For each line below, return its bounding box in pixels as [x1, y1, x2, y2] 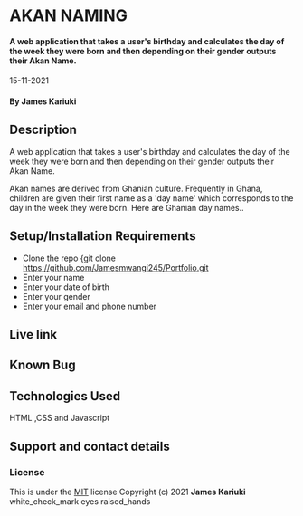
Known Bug [9, 358, 76, 373]
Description [9, 122, 77, 138]
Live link [9, 327, 57, 342]
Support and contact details [9, 438, 170, 454]
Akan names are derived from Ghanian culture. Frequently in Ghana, [9, 183, 263, 194]
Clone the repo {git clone [22, 253, 116, 263]
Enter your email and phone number [22, 301, 156, 311]
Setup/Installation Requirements [9, 228, 196, 244]
